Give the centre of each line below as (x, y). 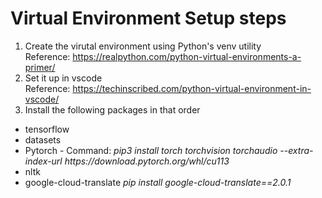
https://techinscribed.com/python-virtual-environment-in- (192, 88)
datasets (43, 139)
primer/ (40, 67)
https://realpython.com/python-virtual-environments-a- (187, 56)
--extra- (296, 150)
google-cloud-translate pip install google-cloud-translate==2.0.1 (158, 182)
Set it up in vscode (63, 78)
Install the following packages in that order (112, 109)
